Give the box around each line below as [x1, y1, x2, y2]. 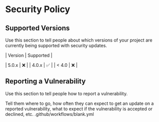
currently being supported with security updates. [5, 43, 108, 49]
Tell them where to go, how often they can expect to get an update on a [5, 100, 154, 106]
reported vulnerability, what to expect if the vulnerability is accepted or [5, 105, 153, 112]
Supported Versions [5, 24, 70, 32]
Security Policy [5, 4, 71, 15]
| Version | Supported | [5, 52, 53, 58]
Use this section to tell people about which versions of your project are [5, 37, 152, 43]
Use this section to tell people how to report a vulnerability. [5, 90, 128, 97]
